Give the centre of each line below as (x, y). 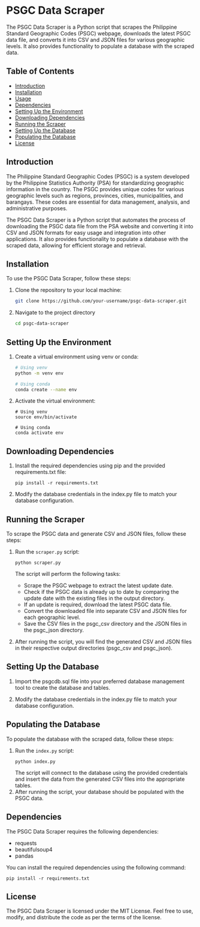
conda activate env (39, 433)
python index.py (35, 762)
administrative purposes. (37, 208)
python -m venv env (39, 373)
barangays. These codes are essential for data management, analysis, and (98, 202)
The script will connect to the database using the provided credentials (101, 772)
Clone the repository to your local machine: (68, 290)
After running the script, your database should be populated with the (99, 792)
